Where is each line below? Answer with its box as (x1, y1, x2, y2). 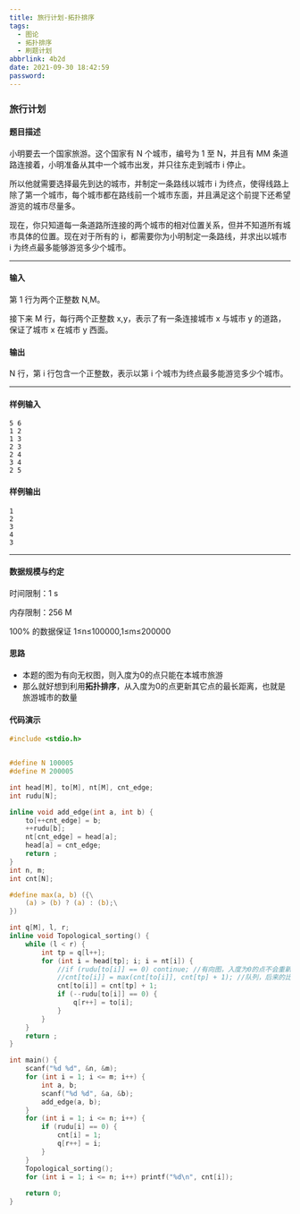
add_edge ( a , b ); (41, 1098, 102, 1107)
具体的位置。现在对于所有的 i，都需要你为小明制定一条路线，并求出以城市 (16, 230, 287, 242)
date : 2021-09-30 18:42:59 (9, 64, 110, 73)
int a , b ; (41, 1081, 78, 1090)
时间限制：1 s (9, 587, 59, 598)
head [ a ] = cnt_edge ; (25, 841, 102, 851)
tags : (9, 21, 29, 30)
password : (9, 72, 46, 81)
